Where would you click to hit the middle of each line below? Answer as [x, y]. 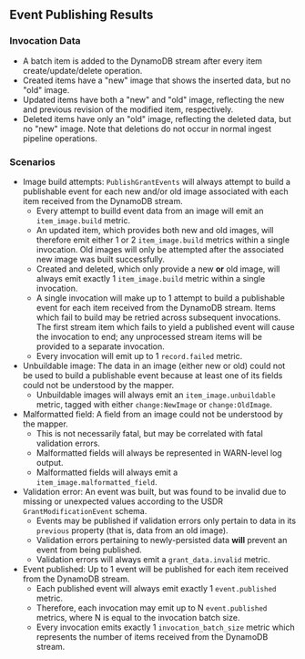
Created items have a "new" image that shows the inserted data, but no [157, 80]
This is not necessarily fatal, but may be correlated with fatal [150, 433]
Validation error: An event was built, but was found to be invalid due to [154, 491]
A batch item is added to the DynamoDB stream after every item [142, 61]
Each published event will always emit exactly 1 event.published [156, 588]
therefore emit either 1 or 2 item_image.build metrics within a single [163, 240]
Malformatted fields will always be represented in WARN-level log [159, 453]
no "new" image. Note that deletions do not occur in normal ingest [147, 129]
